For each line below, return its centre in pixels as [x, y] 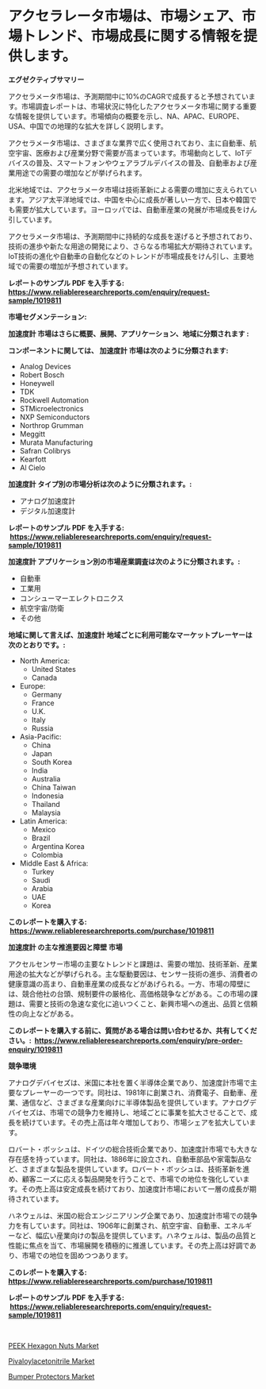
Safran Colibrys [45, 450]
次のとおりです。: [37, 645]
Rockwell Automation [54, 400]
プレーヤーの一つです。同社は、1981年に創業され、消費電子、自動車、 [136, 1092]
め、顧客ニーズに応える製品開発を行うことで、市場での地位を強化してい [125, 1179]
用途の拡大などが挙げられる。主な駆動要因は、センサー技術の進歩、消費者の [133, 974]
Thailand [46, 804]
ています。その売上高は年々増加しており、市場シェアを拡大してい [142, 1122]
